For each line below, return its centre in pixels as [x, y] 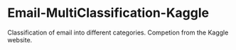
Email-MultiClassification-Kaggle [108, 13]
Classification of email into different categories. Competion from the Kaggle [118, 32]
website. [20, 39]
